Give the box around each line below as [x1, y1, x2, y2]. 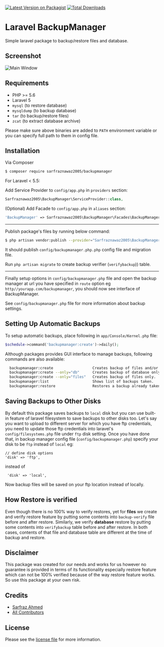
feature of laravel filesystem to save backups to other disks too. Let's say [9, 415, 157, 421]
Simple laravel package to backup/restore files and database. [5, 38, 128, 43]
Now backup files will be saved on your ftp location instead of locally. [5, 481, 144, 487]
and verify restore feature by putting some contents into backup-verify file [5, 514, 155, 520]
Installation [5, 146, 40, 155]
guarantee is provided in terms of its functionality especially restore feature [5, 566, 157, 573]
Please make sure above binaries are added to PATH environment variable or [5, 127, 157, 133]
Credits [5, 591, 28, 600]
